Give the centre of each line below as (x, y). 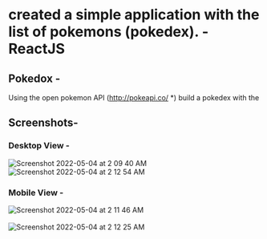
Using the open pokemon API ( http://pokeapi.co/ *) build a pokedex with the (134, 97)
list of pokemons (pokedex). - (109, 32)
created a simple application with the (134, 15)
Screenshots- (43, 123)
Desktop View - (39, 146)
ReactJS (37, 49)
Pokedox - (34, 78)
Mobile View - (36, 192)
